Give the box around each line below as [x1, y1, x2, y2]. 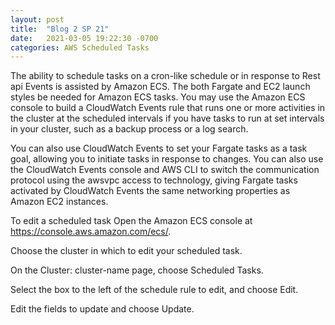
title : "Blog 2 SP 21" [10, 24, 110, 34]
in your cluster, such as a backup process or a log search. [10, 123, 249, 135]
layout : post [10, 14, 65, 25]
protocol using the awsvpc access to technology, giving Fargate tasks [10, 174, 298, 186]
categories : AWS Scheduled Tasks [10, 42, 150, 53]
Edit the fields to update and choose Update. [10, 303, 195, 315]
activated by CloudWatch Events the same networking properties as [10, 185, 291, 197]
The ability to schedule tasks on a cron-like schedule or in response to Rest [10, 70, 321, 82]
